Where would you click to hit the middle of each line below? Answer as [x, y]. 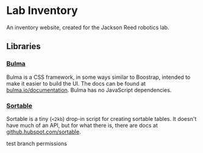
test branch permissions [37, 143]
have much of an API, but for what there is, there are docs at [82, 125]
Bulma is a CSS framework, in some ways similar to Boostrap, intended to [98, 77]
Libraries [23, 46]
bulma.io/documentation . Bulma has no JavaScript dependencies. [89, 90]
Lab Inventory [42, 11]
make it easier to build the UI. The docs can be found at [76, 83]
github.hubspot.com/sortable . [44, 132]
